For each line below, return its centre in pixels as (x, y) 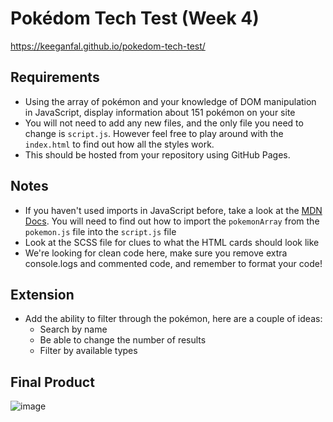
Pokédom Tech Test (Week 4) (135, 18)
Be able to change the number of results (123, 340)
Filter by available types (88, 351)
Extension (42, 294)
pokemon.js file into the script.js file (100, 231)
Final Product (52, 382)
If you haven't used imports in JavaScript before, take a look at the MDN (173, 210)
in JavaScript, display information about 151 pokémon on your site (160, 112)
